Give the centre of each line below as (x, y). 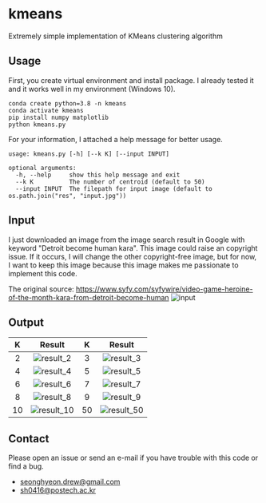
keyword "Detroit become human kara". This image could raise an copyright (133, 248)
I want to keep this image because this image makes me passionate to (123, 265)
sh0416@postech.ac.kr (58, 490)
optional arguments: (43, 168)
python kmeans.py (37, 125)
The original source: (41, 289)
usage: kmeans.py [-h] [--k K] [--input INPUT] (89, 154)
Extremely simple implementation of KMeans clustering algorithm (116, 36)
